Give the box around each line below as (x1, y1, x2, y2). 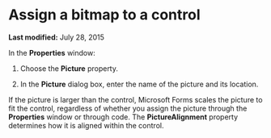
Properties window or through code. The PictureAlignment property (8, 111, 239, 122)
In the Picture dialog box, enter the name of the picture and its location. (19, 79, 259, 89)
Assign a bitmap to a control (8, 6, 201, 24)
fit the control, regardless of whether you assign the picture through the (8, 103, 248, 113)
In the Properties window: (8, 48, 95, 57)
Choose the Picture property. (19, 63, 119, 73)
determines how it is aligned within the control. (8, 120, 164, 130)
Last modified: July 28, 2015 (8, 32, 105, 42)
